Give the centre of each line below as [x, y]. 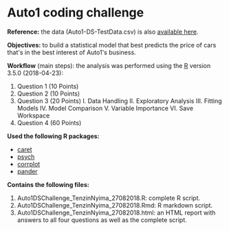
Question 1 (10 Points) [48, 86]
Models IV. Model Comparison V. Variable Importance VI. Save [105, 108]
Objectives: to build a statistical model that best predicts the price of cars [112, 45]
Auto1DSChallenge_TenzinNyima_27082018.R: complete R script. [109, 198]
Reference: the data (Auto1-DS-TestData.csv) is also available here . [103, 32]
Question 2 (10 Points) [48, 93]
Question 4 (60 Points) [49, 122]
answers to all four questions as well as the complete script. [102, 220]
